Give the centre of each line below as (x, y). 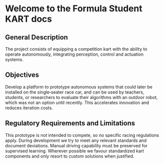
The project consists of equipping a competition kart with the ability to (76, 49)
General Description (36, 37)
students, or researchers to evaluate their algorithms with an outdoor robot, (82, 97)
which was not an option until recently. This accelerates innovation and (77, 102)
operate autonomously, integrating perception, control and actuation (74, 54)
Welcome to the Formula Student (74, 9)
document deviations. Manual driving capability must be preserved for (76, 145)
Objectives (22, 75)
